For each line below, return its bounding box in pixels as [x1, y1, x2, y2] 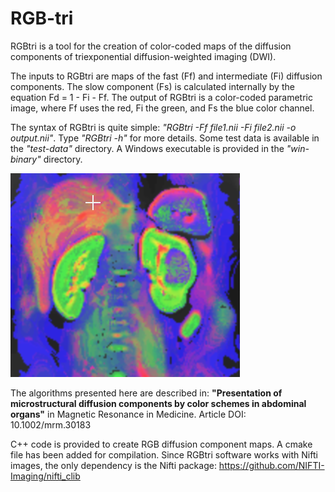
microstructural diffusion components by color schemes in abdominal [10, 397, 307, 409]
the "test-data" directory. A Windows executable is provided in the [10, 142, 285, 154]
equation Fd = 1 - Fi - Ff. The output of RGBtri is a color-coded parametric [10, 91, 313, 103]
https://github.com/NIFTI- [218, 459, 325, 471]
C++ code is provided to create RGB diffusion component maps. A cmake [10, 438, 313, 450]
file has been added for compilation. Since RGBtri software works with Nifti [10, 448, 318, 461]
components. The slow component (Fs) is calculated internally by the [10, 80, 295, 92]
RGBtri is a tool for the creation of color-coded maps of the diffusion [10, 40, 292, 52]
